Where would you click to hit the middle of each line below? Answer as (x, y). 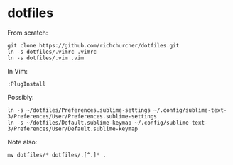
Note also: (22, 142)
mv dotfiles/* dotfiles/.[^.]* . (57, 155)
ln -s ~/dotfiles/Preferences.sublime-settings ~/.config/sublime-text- (117, 110)
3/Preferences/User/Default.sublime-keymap (73, 129)
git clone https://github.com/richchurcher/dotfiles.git (93, 45)
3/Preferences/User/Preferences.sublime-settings (82, 116)
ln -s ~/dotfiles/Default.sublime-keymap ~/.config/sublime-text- (108, 123)
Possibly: (21, 97)
